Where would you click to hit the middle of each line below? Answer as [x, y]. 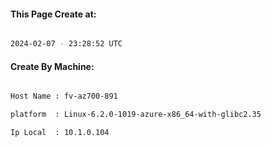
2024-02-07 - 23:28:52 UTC [66, 44]
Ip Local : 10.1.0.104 [60, 133]
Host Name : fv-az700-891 [64, 96]
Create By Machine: [52, 66]
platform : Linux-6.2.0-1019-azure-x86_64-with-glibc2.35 [136, 115]
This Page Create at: [53, 14]
